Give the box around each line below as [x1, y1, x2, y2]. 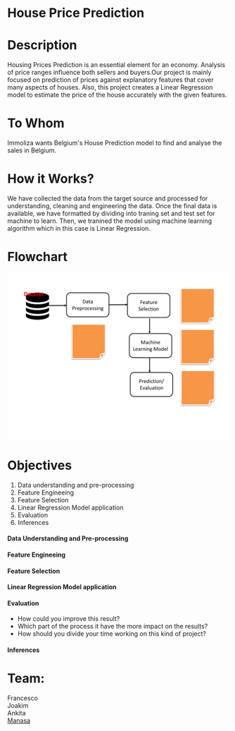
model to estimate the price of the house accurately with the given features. [7, 90, 227, 99]
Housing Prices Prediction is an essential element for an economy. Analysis [7, 61, 226, 69]
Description [7, 37, 77, 54]
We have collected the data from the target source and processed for [7, 194, 208, 203]
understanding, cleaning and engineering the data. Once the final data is [7, 202, 217, 210]
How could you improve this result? [17, 615, 120, 623]
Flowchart [7, 249, 68, 265]
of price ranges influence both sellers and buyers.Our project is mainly [7, 68, 212, 77]
